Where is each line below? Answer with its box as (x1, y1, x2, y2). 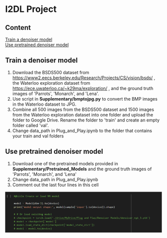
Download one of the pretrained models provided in (12, 160, 118, 166)
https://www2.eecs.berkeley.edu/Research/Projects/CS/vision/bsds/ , (12, 75, 156, 81)
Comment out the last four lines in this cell (12, 182, 99, 188)
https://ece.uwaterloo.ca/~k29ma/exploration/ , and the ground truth (12, 85, 154, 91)
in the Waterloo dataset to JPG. (12, 101, 77, 107)
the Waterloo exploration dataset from (12, 80, 90, 86)
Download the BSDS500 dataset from (12, 69, 89, 75)
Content (5, 23, 31, 32)
